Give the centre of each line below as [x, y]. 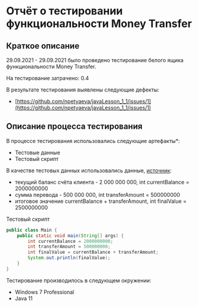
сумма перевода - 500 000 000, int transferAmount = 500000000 [98, 194]
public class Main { [32, 230]
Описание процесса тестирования [75, 127]
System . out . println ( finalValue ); [69, 258]
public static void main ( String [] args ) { [70, 235]
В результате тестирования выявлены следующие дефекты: [83, 90]
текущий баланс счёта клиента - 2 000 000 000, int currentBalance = [102, 182]
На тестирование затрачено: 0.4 [48, 78]
